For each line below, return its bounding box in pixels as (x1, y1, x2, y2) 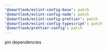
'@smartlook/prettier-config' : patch (4, 26, 83, 31)
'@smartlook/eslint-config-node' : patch (4, 12, 90, 17)
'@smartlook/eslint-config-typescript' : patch (4, 21, 103, 26)
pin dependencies (4, 39, 42, 45)
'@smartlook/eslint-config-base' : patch (4, 7, 90, 12)
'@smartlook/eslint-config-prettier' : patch (4, 16, 98, 21)
